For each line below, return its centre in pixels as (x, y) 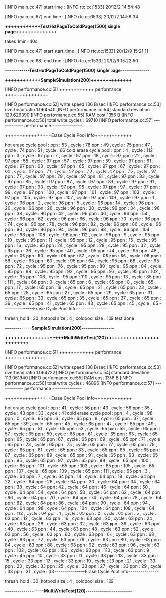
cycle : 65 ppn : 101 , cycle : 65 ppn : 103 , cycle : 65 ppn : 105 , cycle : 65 (80, 466)
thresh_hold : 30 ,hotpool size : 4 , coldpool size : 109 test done (70, 318)
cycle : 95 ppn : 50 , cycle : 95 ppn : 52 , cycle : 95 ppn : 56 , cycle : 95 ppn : (83, 256)
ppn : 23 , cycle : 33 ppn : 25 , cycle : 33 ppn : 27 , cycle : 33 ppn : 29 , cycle (83, 566)
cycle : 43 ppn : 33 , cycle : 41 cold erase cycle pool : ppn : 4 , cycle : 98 (79, 413)
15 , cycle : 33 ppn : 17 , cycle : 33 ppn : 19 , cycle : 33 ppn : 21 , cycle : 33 (80, 561)
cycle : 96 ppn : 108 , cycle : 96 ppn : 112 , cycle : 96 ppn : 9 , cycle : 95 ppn (82, 235)
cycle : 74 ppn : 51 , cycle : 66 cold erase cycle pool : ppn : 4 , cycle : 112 (79, 150)
